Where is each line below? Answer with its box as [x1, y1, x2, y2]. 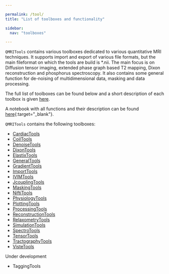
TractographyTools [12, 238, 52, 244]
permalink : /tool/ [5, 12, 44, 17]
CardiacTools [12, 131, 40, 137]
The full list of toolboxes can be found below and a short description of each [5, 90, 164, 97]
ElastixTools [12, 152, 38, 158]
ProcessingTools [12, 206, 47, 212]
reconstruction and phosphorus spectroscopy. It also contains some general [5, 70, 164, 76]
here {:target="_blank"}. [5, 111, 54, 117]
